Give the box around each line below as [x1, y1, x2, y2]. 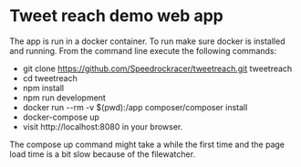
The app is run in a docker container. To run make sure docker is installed [9, 36, 285, 47]
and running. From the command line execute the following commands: [9, 45, 277, 56]
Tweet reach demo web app [9, 5, 223, 26]
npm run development [22, 92, 107, 103]
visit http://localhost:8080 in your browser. [22, 120, 183, 132]
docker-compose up [22, 111, 100, 122]
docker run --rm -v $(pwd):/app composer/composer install [22, 101, 248, 112]
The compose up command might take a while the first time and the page [9, 139, 285, 150]
